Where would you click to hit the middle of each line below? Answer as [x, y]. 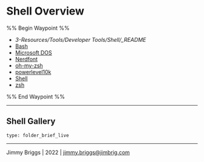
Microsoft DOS [34, 52]
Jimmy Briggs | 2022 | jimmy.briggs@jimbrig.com [68, 152]
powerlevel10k [33, 72]
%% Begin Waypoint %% [38, 28]
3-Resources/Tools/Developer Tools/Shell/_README [80, 39]
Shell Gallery [31, 122]
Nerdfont [26, 59]
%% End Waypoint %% [36, 96]
